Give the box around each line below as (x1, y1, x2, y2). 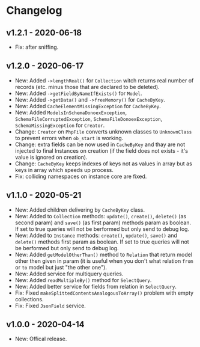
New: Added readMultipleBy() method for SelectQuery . (14, 276, 152, 283)
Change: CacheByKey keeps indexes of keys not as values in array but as (14, 160, 192, 167)
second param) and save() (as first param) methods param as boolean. (14, 219, 192, 226)
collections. (14, 295, 44, 302)
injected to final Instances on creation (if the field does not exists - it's (14, 147, 188, 154)
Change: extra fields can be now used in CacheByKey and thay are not (14, 141, 185, 148)
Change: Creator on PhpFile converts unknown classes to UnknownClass (14, 127, 192, 135)
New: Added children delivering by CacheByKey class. (14, 206, 145, 213)
